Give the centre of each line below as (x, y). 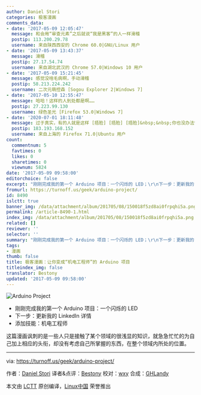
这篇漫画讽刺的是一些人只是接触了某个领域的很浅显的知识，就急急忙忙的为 (98, 336)
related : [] (21, 223)
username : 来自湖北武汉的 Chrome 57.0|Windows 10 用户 (77, 67)
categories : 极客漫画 (31, 17)
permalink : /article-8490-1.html (48, 212)
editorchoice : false (32, 179)
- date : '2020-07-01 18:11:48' (45, 117)
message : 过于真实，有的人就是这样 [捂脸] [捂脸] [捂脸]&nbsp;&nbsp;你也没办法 (103, 123)
